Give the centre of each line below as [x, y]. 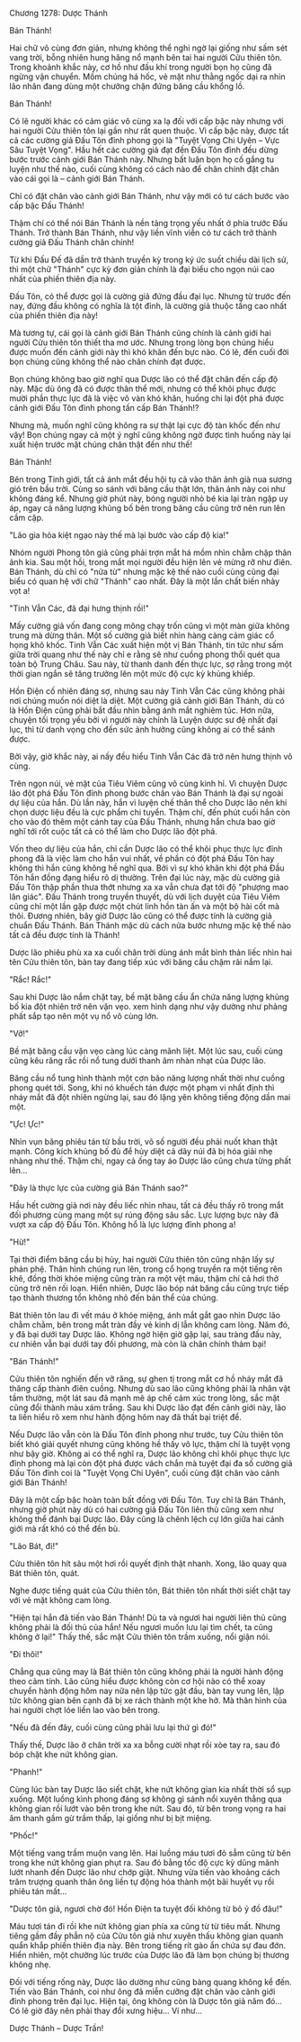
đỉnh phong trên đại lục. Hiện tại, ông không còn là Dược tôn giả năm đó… [146, 2001]
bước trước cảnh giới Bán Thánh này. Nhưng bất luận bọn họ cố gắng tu [142, 160]
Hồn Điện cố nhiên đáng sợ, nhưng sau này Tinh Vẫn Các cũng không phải [147, 691]
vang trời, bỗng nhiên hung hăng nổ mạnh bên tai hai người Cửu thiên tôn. [146, 57]
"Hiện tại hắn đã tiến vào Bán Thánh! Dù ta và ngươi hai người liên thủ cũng [148, 1618]
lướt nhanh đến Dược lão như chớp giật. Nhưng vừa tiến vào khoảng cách [145, 1872]
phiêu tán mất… [38, 1891]
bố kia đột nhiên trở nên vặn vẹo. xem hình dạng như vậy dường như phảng [148, 1007]
